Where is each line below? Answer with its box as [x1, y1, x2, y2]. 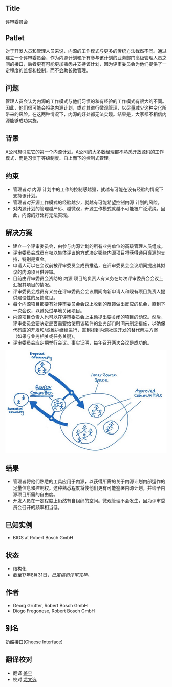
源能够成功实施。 [5, 118, 41, 124]
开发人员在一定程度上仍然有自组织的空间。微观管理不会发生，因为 [12, 498, 152, 504]
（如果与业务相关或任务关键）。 [12, 333, 78, 339]
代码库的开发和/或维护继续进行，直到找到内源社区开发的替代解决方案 [12, 327, 158, 333]
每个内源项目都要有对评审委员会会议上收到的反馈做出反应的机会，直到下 [12, 301, 165, 307]
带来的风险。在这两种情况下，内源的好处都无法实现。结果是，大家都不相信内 [5, 111, 167, 117]
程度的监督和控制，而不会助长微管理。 [9, 67, 91, 74]
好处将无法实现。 [35, 212, 72, 218]
